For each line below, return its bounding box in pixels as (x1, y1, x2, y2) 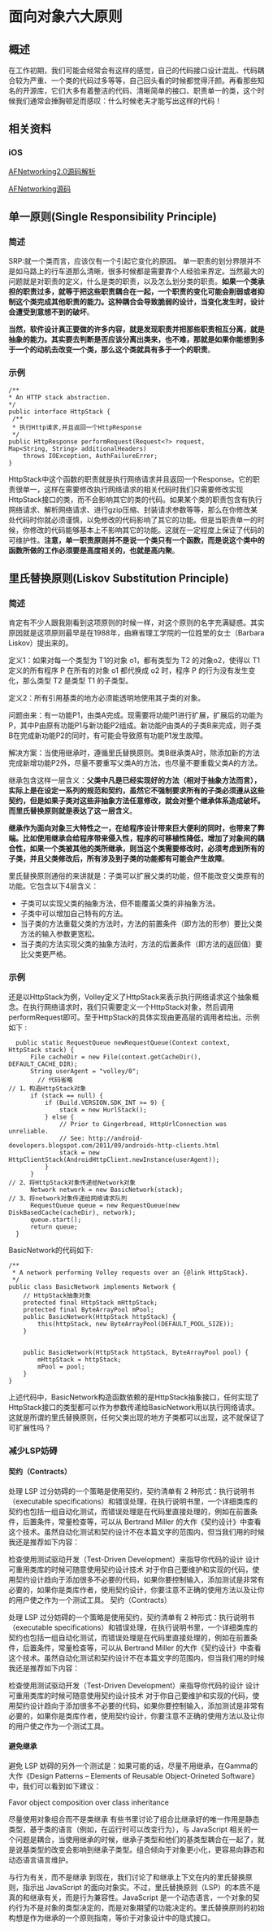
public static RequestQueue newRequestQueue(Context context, (15, 1038, 231, 1046)
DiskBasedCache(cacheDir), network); (8, 1208, 136, 1216)
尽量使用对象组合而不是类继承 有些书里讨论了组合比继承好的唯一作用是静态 (8, 1814, 260, 1823)
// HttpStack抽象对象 (23, 1291, 92, 1299)
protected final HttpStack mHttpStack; (23, 1299, 158, 1307)
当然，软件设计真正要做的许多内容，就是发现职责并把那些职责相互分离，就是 (8, 325, 265, 334)
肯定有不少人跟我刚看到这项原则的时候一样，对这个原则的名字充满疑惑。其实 (8, 618, 265, 627)
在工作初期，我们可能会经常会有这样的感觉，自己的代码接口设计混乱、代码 (8, 66, 258, 75)
